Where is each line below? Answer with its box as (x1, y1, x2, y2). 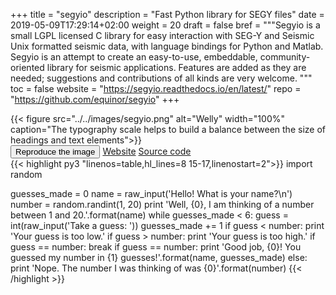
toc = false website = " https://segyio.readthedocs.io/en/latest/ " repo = (10, 83, 302, 94)
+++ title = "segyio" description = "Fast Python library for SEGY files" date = (10, 9, 325, 20)
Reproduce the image (15, 147, 96, 157)
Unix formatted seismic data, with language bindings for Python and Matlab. (10, 40, 324, 52)
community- (259, 51, 311, 63)
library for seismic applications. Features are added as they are (46, 62, 307, 73)
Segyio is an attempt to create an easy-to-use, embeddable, (10, 51, 258, 63)
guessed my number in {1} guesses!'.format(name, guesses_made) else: (10, 252, 308, 263)
